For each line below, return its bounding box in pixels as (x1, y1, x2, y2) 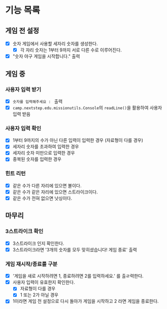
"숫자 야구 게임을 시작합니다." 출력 (12, 54, 80, 60)
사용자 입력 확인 (5, 125, 41, 132)
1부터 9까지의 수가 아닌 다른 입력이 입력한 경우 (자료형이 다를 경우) (12, 137, 143, 143)
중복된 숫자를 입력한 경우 (12, 156, 62, 162)
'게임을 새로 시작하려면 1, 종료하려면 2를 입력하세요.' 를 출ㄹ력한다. (12, 273, 144, 279)
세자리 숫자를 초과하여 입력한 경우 (12, 143, 79, 149)
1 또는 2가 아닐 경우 (20, 292, 59, 298)
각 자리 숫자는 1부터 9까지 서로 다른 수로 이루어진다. (20, 47, 122, 53)
